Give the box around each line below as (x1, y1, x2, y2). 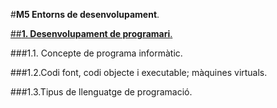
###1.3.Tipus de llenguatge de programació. (10, 86, 193, 98)
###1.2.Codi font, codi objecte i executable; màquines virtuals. (10, 67, 268, 78)
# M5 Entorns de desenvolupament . (10, 9, 160, 20)
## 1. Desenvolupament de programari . (10, 28, 173, 39)
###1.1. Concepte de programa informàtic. (10, 47, 183, 59)
